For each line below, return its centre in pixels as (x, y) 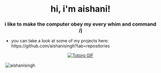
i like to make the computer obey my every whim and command (80, 24)
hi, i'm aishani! (80, 9)
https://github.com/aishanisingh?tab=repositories (60, 46)
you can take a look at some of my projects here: (60, 41)
